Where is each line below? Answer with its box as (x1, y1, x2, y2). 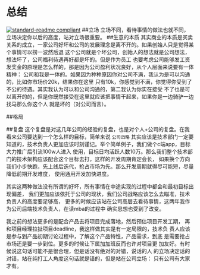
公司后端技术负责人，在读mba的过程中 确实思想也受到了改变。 (11, 205, 165, 212)
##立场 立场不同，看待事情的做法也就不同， (82, 26, 189, 33)
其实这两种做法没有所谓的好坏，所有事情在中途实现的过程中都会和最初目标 (6, 182, 189, 190)
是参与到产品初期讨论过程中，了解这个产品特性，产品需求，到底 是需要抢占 (6, 232, 190, 239)
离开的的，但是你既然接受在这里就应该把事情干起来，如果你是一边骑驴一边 (11, 93, 194, 100)
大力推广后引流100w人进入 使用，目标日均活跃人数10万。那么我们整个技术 (6, 148, 188, 155)
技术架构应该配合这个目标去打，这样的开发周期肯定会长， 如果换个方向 (16, 155, 190, 162)
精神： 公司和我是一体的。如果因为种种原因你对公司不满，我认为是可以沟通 (6, 71, 190, 78)
